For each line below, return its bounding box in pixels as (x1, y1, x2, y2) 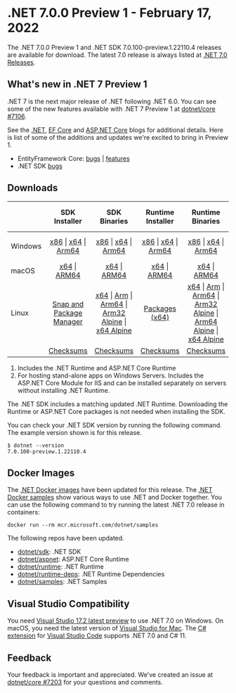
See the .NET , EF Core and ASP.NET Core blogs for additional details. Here (7, 125, 223, 134)
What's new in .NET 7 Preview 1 (7, 79, 147, 91)
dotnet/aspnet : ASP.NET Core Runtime (17, 555, 130, 564)
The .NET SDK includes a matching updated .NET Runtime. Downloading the (7, 399, 228, 408)
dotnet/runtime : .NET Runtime (17, 562, 104, 571)
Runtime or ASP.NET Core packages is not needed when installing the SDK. (7, 407, 226, 415)
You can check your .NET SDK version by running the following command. (7, 420, 223, 429)
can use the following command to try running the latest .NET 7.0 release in (7, 500, 225, 509)
